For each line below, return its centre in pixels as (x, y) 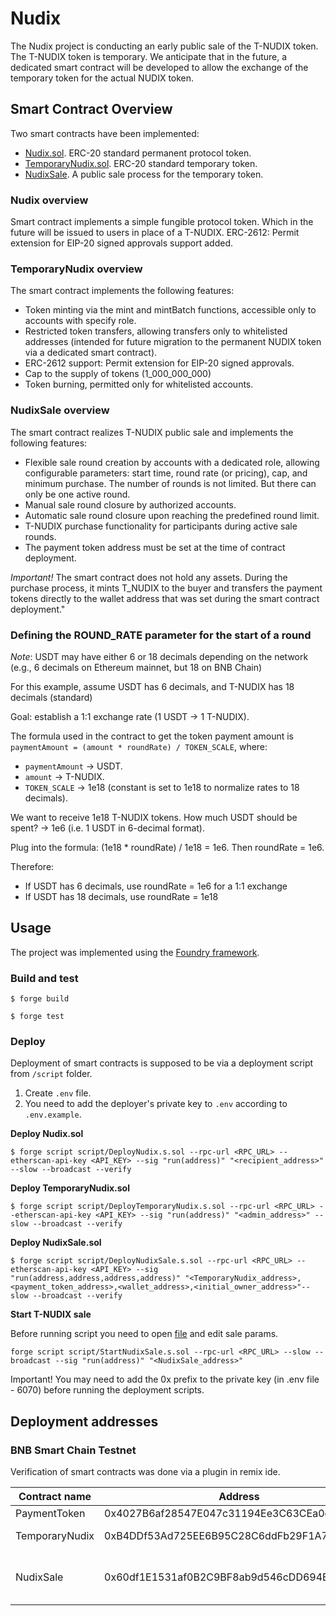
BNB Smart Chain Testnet (73, 1450)
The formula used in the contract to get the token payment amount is (152, 736)
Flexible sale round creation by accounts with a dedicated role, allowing (172, 462)
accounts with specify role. (80, 321)
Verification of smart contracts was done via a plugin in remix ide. (145, 1472)
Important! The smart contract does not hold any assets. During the (149, 577)
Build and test (44, 978)
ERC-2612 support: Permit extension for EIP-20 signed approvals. (159, 363)
